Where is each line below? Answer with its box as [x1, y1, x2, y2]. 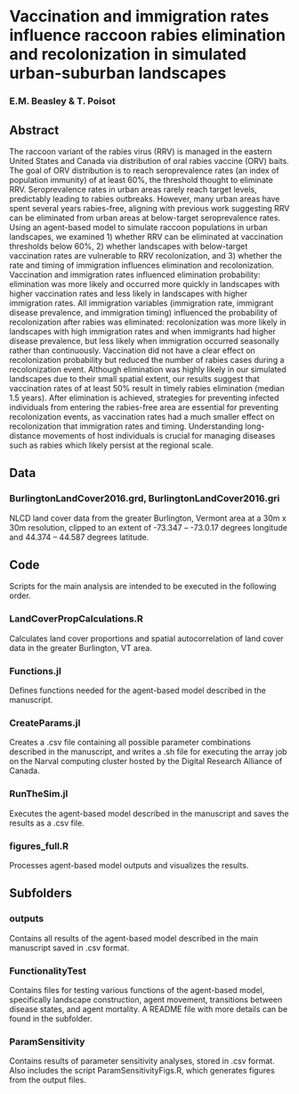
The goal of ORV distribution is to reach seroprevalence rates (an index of [9, 165, 279, 176]
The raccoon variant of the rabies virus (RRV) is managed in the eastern [9, 145, 273, 157]
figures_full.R [9, 840, 69, 852]
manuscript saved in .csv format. [9, 942, 130, 953]
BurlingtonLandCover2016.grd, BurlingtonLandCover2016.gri [9, 492, 280, 505]
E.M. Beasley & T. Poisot [9, 95, 116, 108]
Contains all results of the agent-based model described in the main [9, 933, 259, 943]
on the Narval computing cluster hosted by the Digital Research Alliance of [9, 756, 283, 767]
